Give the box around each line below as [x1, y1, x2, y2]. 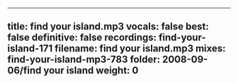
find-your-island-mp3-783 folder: [7, 53, 161, 65]
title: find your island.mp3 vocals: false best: [7, 20, 209, 32]
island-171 [7, 43, 53, 55]
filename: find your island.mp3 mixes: [54, 43, 226, 55]
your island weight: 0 [43, 65, 139, 77]
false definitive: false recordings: [7, 32, 157, 44]
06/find [7, 65, 42, 77]
